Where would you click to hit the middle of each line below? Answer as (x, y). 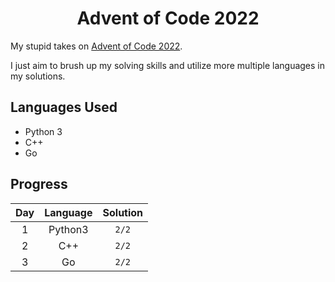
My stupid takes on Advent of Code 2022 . (96, 46)
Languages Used (64, 107)
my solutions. (38, 76)
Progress (39, 184)
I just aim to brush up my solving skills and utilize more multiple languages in (168, 65)
